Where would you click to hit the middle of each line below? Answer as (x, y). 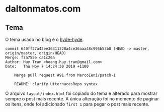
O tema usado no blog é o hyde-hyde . (45, 39)
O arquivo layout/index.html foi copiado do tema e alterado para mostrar (81, 93)
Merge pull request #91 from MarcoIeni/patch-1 (65, 75)
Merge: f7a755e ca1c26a (30, 58)
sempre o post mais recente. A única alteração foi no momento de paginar (82, 99)
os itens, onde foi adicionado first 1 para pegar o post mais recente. (77, 104)
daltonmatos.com (43, 9)
